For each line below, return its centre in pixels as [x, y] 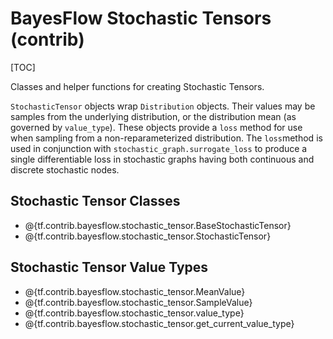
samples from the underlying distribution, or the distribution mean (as [153, 116]
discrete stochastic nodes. [65, 169]
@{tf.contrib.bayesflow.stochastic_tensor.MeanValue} [135, 291]
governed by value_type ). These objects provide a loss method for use [156, 127]
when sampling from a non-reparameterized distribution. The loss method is [166, 138]
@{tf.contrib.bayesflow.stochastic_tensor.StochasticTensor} [148, 236]
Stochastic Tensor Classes [95, 201]
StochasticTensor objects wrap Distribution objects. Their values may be [163, 106]
